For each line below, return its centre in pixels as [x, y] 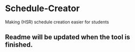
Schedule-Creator [42, 9]
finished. [19, 45]
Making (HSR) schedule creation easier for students [57, 22]
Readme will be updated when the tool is [68, 37]
